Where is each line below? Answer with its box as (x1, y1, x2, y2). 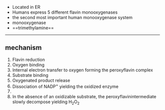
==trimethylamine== (12, 25, 54, 31)
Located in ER (12, 4, 41, 10)
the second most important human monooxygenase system (12, 15, 133, 20)
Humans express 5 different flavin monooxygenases (12, 9, 118, 15)
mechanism (5, 44, 42, 52)
